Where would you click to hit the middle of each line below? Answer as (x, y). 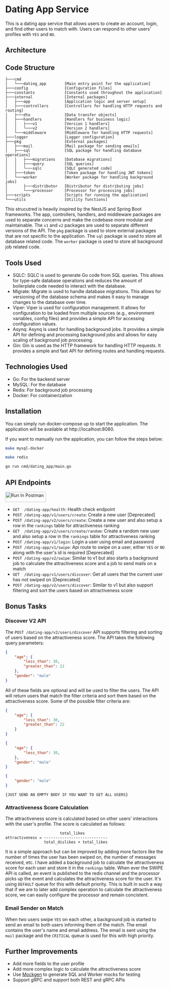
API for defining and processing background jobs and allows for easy (85, 334)
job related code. (23, 247)
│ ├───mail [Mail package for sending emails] (72, 146)
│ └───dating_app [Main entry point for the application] (78, 84)
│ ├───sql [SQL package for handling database (74, 151)
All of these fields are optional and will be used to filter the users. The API (82, 690)
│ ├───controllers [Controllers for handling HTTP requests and (84, 106)
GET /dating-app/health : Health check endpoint (64, 510)
